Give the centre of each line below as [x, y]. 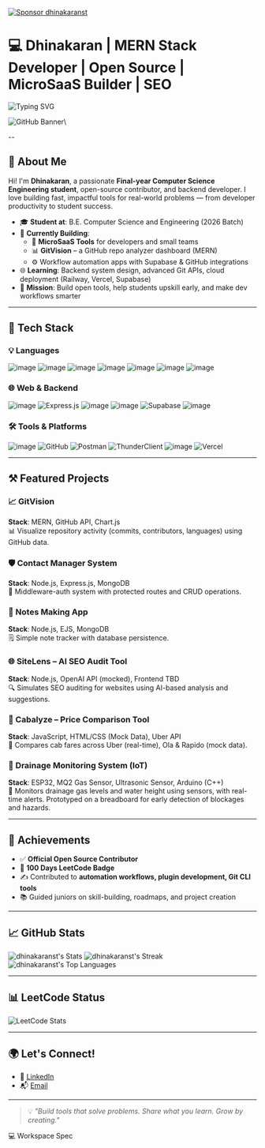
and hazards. [30, 808]
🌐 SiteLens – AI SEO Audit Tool [68, 662]
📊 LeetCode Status [57, 998]
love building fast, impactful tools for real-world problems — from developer [132, 197]
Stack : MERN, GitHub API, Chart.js [64, 522]
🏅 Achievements [49, 840]
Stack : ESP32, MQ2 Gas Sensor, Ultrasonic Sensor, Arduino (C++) [116, 782]
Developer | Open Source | [97, 68]
